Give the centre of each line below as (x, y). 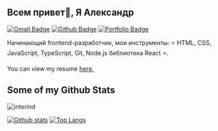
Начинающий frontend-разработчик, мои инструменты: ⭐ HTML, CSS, (109, 42)
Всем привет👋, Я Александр (71, 13)
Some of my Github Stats (61, 90)
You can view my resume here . (51, 68)
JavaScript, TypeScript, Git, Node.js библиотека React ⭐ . (88, 53)
